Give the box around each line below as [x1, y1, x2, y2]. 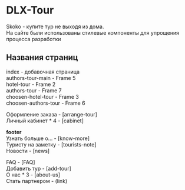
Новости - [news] [6, 147, 50, 154]
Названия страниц [6, 52, 78, 62]
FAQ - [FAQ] [6, 158, 35, 165]
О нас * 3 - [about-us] [6, 171, 61, 178]
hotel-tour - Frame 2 [6, 81, 56, 88]
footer [6, 128, 22, 135]
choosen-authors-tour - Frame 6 [6, 99, 85, 106]
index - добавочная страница [6, 68, 80, 75]
